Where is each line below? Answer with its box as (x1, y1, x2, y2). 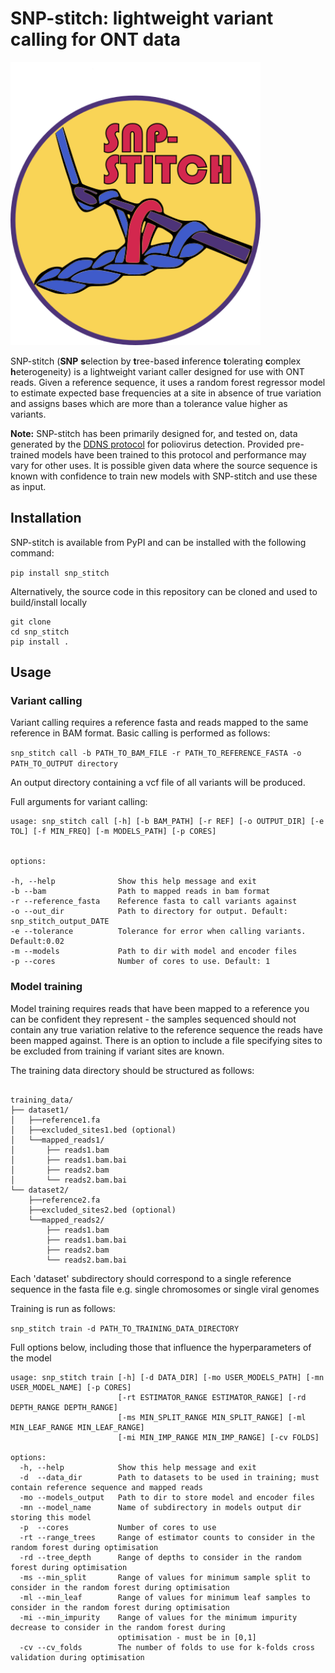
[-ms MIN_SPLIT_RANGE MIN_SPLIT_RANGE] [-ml (117, 1412, 307, 1422)
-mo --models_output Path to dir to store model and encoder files (19, 1492, 315, 1502)
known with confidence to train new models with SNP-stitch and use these (10, 470, 318, 482)
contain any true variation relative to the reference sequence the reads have (10, 1023, 323, 1036)
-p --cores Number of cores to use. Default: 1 (10, 957, 271, 967)
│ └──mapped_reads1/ (10, 1135, 105, 1145)
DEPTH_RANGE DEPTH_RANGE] (10, 1402, 118, 1412)
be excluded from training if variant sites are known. (10, 1045, 225, 1057)
